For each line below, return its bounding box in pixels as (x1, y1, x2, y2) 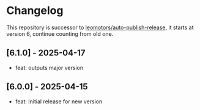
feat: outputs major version (15, 64, 84, 71)
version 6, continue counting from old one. (6, 30, 114, 37)
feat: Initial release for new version (15, 98, 103, 105)
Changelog (6, 4, 64, 18)
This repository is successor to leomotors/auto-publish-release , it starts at (6, 24, 194, 31)
